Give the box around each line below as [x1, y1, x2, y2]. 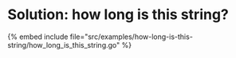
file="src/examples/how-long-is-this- [69, 32, 193, 41]
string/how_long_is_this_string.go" [7, 40, 120, 49]
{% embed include [7, 32, 69, 41]
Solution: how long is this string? [7, 6, 229, 24]
